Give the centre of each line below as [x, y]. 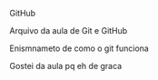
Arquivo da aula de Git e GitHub [69, 30]
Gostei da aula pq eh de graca [66, 66]
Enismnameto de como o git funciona [79, 48]
